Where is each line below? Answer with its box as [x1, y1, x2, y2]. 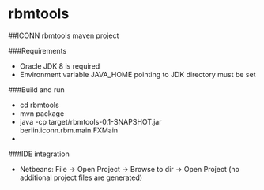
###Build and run [8, 84, 65, 95]
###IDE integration [8, 149, 70, 158]
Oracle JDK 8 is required [19, 61, 100, 71]
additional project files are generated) [19, 173, 143, 182]
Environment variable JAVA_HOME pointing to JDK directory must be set [19, 69, 256, 79]
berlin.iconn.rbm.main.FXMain [19, 125, 119, 135]
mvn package [19, 108, 65, 118]
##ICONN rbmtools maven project [8, 31, 119, 40]
